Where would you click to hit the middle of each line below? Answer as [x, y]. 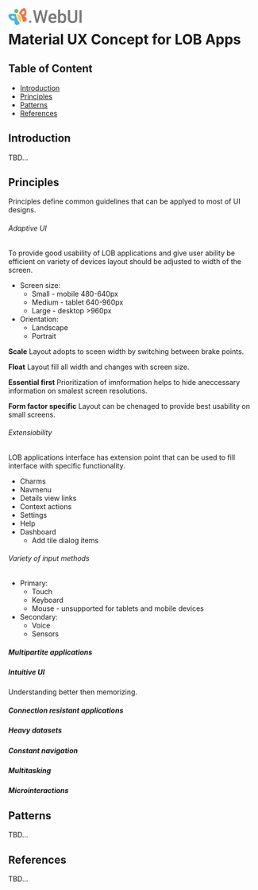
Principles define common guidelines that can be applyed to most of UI [124, 201]
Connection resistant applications [66, 710]
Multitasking [30, 771]
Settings [33, 515]
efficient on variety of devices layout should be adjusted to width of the [125, 261]
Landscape [50, 327]
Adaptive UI [28, 228]
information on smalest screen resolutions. [78, 391]
